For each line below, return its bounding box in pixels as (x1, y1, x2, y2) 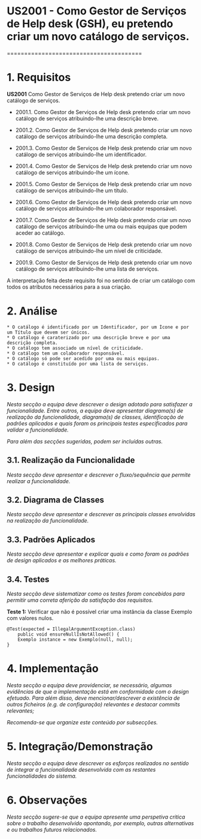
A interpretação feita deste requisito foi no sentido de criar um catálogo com (7, 277, 196, 284)
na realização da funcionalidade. (7, 517, 89, 525)
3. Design (7, 381, 55, 394)
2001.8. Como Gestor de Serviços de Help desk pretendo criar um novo (15, 241, 192, 248)
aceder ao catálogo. (15, 229, 65, 236)
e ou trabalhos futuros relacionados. (7, 826, 98, 833)
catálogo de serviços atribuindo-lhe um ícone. (15, 169, 130, 176)
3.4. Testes (7, 574, 50, 585)
